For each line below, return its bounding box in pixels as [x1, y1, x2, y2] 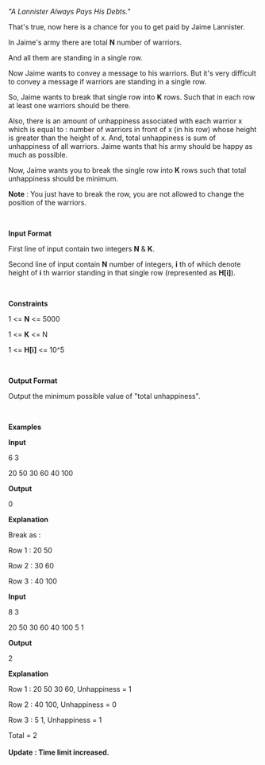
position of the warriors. [8, 198, 87, 207]
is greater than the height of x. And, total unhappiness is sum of [8, 133, 217, 142]
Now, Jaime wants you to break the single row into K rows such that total [8, 166, 247, 174]
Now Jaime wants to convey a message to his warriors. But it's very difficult [8, 68, 256, 78]
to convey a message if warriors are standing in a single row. [8, 77, 207, 86]
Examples [8, 422, 42, 431]
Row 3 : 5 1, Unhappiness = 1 [8, 716, 102, 724]
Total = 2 [8, 731, 37, 740]
